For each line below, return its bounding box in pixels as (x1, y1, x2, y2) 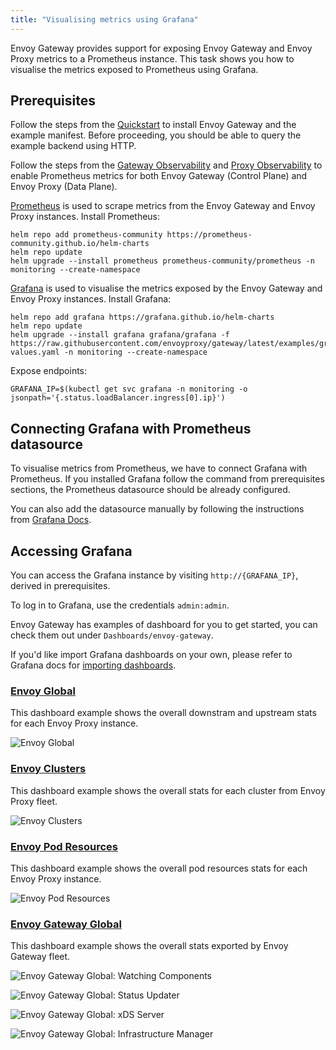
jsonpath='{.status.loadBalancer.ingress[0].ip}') (10, 393, 226, 403)
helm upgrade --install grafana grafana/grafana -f (10, 330, 230, 340)
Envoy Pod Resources (10, 839, 118, 853)
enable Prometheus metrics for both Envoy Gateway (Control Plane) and (10, 170, 308, 182)
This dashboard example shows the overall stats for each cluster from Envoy (10, 784, 326, 796)
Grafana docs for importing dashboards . (10, 659, 177, 671)
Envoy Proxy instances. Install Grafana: (10, 293, 172, 305)
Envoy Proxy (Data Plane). (10, 181, 118, 193)
